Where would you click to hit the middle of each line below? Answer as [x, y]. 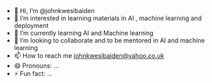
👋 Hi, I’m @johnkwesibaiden [54, 11]
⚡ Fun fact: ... [33, 74]
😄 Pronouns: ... [37, 66]
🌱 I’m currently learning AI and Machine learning [84, 33]
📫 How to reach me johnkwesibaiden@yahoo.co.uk [89, 55]
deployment [31, 25]
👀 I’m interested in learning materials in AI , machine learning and [108, 18]
